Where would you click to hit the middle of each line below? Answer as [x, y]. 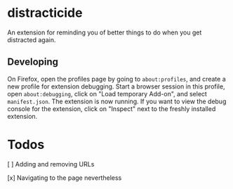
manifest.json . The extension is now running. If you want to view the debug [117, 101]
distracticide [45, 13]
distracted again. [32, 39]
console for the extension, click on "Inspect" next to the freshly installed [112, 109]
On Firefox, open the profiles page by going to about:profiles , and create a [116, 79]
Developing [33, 62]
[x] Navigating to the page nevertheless [65, 178]
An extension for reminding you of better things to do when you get [105, 32]
